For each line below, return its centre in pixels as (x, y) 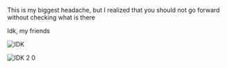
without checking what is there (51, 17)
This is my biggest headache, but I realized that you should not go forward (113, 10)
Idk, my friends (29, 31)
